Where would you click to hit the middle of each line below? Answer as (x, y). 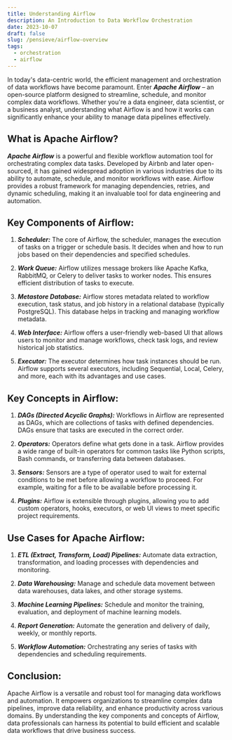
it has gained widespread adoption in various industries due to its (128, 171)
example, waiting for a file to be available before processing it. (107, 487)
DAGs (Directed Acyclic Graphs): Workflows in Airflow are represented (121, 415)
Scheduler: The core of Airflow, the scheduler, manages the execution (119, 240)
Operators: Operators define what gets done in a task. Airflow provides (121, 444)
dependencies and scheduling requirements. (82, 654)
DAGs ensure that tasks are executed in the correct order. (101, 430)
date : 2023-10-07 (33, 27)
